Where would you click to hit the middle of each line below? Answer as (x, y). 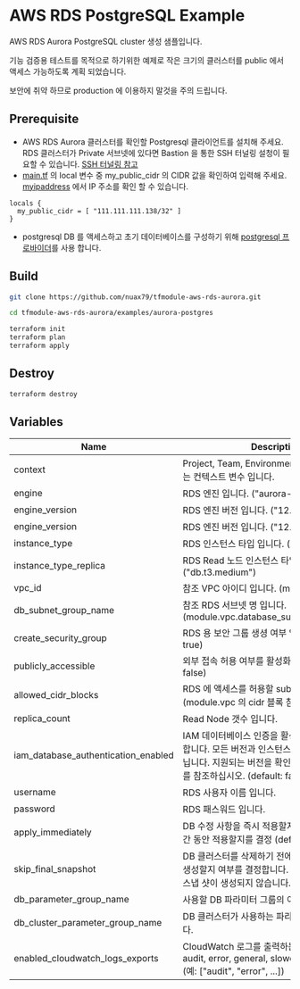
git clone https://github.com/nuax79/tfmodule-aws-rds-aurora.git (135, 297)
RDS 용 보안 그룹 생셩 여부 (235, 633)
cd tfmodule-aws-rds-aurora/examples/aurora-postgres (112, 313)
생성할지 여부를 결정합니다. (236, 869)
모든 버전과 (234, 749)
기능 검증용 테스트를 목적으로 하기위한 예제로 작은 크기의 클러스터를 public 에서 (146, 60)
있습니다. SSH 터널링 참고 (93, 164)
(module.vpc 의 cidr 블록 (233, 702)
